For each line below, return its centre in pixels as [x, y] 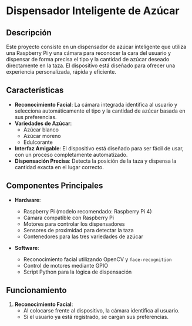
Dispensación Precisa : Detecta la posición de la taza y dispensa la [95, 161]
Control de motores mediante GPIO [66, 265]
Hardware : [28, 200]
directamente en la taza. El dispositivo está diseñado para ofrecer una [91, 65]
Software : [27, 248]
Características [35, 90]
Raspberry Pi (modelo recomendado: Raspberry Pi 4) [87, 211]
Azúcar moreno [42, 136]
